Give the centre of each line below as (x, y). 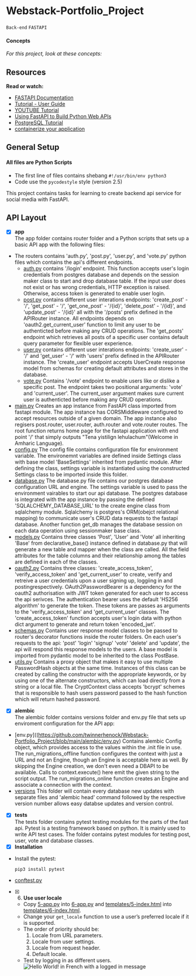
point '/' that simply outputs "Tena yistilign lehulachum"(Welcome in (96, 437)
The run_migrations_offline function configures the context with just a (98, 754)
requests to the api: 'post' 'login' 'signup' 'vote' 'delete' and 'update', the (102, 643)
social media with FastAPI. (38, 199)
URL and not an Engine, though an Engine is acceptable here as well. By (101, 760)
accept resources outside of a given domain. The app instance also (96, 418)
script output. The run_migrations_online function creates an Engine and (102, 779)
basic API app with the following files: (60, 244)
